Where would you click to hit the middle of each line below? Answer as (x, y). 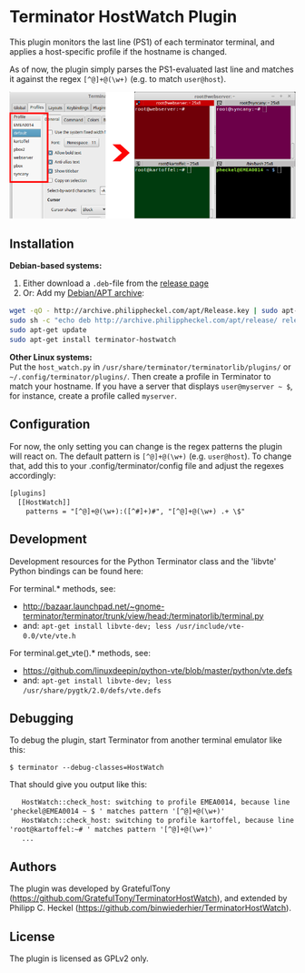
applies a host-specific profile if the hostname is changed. (118, 51)
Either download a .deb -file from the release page (115, 283)
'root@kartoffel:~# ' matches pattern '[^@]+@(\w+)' (111, 830)
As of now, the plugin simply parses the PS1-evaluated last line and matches (152, 69)
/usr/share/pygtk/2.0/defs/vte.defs (92, 690)
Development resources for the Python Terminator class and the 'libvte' (143, 561)
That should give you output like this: (79, 785)
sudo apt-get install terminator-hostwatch (93, 340)
